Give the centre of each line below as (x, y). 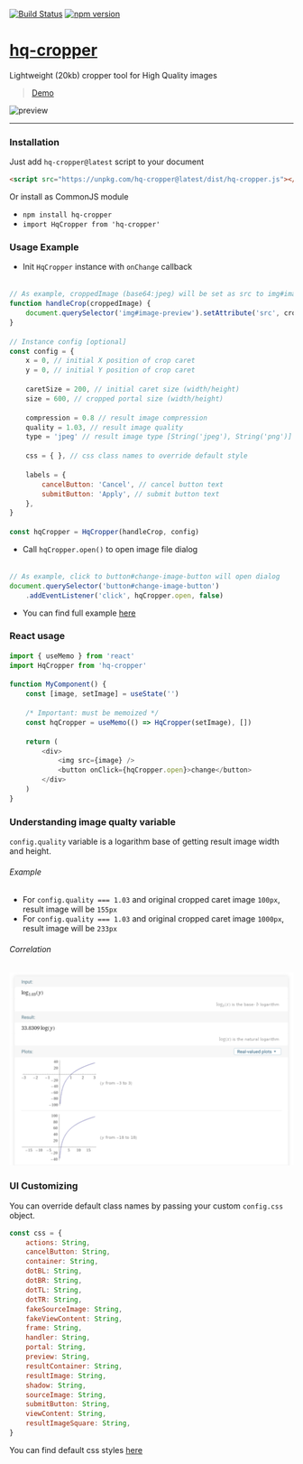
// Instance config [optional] (68, 342)
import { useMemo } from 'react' (72, 656)
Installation (35, 142)
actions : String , (58, 1242)
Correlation (30, 949)
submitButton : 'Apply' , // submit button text (131, 494)
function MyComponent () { (58, 685)
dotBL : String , (54, 1271)
